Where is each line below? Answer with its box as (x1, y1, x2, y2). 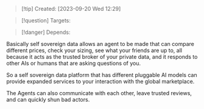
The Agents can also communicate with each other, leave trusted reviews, (6, 90, 192, 96)
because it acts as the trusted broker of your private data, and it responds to (6, 53, 198, 60)
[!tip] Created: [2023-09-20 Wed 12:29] (21, 5, 121, 12)
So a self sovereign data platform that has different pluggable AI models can (6, 71, 197, 78)
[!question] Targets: (21, 17, 71, 24)
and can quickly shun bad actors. (6, 96, 90, 103)
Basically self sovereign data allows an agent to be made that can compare (6, 41, 195, 47)
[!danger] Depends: (21, 28, 71, 36)
